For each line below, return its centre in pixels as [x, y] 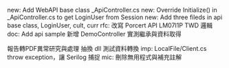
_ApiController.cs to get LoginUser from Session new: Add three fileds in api [115, 17]
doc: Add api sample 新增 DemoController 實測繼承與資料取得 [94, 34]
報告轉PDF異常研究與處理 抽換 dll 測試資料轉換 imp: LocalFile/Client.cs [107, 48]
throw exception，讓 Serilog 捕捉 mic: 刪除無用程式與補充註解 [95, 57]
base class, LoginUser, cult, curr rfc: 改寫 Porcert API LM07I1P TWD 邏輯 [110, 25]
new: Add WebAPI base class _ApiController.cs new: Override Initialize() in [112, 10]
